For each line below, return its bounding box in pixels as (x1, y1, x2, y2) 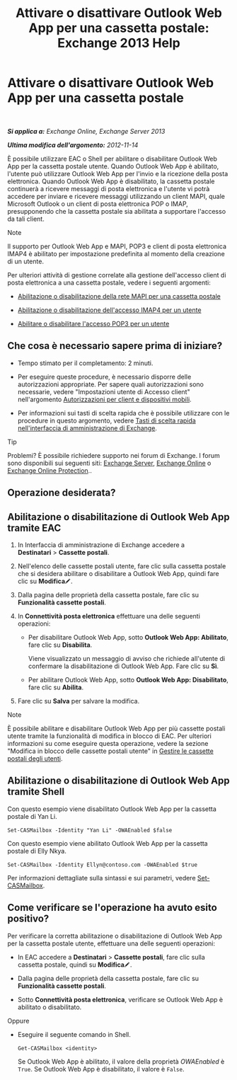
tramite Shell (7, 786, 65, 798)
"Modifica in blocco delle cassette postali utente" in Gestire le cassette (7, 747, 214, 755)
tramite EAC (7, 522, 62, 534)
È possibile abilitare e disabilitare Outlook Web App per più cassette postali (7, 724, 226, 733)
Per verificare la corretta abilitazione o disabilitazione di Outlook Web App (7, 931, 223, 940)
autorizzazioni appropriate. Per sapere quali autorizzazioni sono (17, 380, 204, 389)
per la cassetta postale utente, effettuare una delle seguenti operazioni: (7, 939, 216, 948)
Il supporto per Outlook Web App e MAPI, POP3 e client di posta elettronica (7, 242, 227, 251)
